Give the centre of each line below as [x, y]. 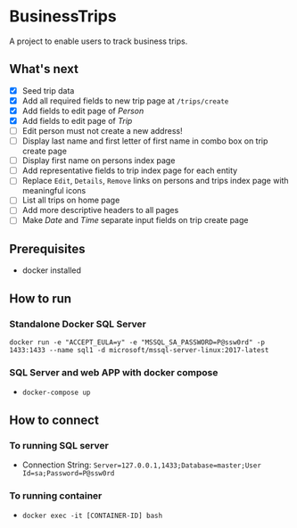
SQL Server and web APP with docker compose [114, 372]
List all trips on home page [71, 200]
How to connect [54, 420]
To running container [56, 495]
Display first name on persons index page [99, 161]
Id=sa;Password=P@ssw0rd [68, 473]
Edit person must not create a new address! [102, 131]
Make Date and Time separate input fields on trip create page [135, 220]
